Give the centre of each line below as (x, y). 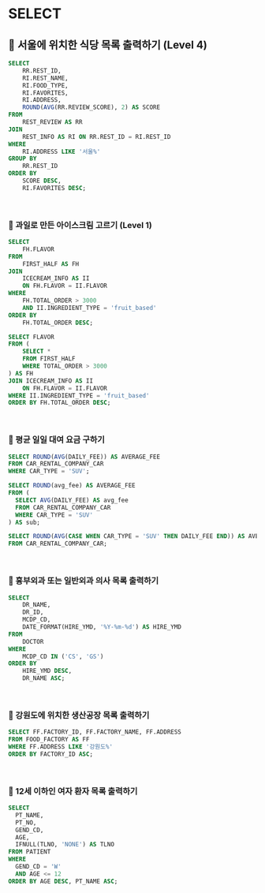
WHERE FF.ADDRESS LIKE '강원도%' (60, 747)
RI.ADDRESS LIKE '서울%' (62, 151)
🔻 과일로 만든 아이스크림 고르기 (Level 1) (80, 225)
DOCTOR (33, 641)
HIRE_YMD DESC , (47, 671)
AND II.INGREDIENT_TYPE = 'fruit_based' (90, 308)
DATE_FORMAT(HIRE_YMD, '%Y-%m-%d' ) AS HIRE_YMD (102, 627)
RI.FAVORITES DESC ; (54, 188)
